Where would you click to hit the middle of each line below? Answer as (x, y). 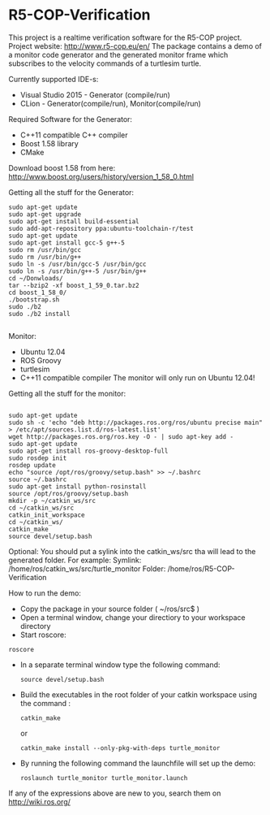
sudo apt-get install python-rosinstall (78, 486)
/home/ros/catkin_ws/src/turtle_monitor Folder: (87, 568)
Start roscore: (43, 635)
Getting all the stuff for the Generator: (71, 192)
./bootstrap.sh (34, 299)
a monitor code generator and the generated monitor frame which (118, 54)
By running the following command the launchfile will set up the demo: (138, 763)
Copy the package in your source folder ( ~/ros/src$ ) (110, 609)
